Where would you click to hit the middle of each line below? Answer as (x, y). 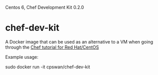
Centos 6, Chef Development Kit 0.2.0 (45, 7)
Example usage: (22, 57)
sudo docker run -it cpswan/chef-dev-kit (48, 67)
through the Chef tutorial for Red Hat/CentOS (52, 47)
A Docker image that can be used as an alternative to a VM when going (79, 42)
